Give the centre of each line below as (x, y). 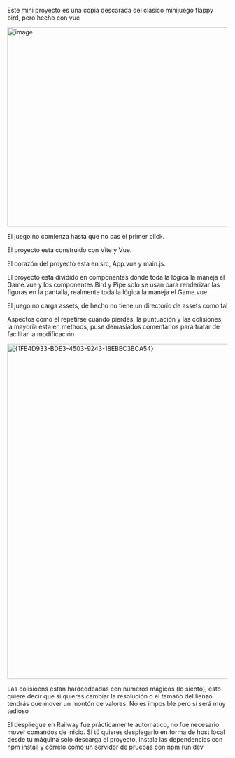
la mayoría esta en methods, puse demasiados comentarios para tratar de (114, 326)
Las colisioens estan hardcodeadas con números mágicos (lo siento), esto (114, 689)
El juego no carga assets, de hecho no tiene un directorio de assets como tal (117, 305)
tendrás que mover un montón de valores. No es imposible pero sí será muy (116, 704)
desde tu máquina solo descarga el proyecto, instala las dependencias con (115, 739)
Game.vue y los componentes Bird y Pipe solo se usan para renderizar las (114, 284)
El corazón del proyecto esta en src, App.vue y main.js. (87, 263)
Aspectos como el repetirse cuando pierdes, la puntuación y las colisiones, (115, 319)
